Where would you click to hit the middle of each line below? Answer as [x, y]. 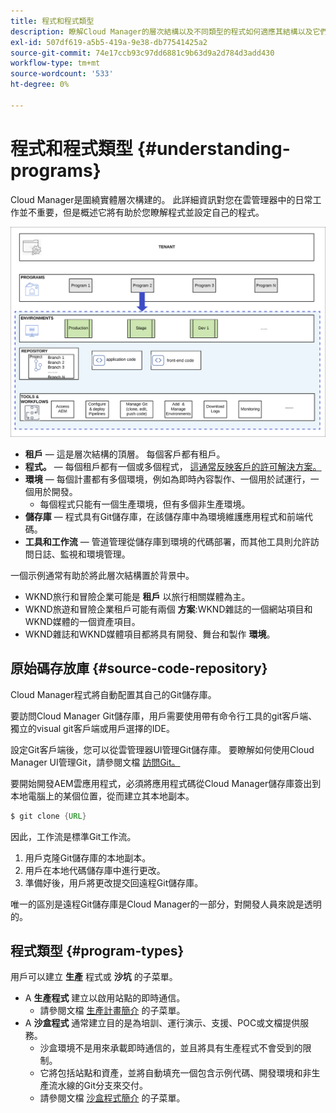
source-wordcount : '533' [62, 74]
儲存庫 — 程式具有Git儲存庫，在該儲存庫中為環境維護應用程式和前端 [164, 516]
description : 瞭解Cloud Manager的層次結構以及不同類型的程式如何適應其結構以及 [161, 31]
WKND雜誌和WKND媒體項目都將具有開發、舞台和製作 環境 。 [150, 634]
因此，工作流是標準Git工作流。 [73, 836]
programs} [56, 170]
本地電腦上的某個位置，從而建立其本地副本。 [102, 796]
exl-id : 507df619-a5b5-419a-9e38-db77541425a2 [109, 42]
